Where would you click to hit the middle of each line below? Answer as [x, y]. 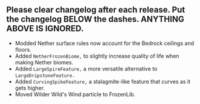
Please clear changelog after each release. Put [96, 10]
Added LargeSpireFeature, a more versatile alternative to [86, 69]
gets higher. [30, 88]
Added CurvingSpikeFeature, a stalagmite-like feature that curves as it [103, 81]
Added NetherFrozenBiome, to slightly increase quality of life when [97, 56]
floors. [23, 49]
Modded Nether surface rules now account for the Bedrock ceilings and [105, 43]
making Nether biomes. [44, 62]
